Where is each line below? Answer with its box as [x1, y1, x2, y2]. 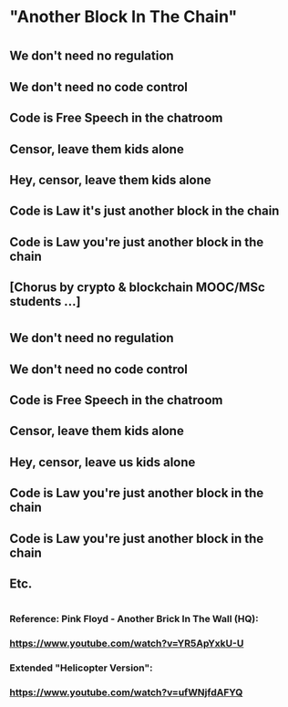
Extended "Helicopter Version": [9, 661, 153, 674]
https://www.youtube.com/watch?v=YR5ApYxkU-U [9, 637, 244, 650]
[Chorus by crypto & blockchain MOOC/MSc [9, 280, 266, 296]
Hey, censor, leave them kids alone [9, 172, 211, 188]
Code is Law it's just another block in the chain [9, 203, 280, 219]
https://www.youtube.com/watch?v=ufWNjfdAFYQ [9, 686, 243, 699]
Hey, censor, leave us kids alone [9, 454, 196, 470]
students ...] [9, 294, 81, 309]
